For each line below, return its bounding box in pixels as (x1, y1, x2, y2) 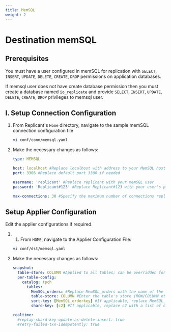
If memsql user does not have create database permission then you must (5, 83, 159, 89)
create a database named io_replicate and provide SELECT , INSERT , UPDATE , (5, 89, 162, 95)
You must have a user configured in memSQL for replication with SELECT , (5, 68, 157, 74)
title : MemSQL (5, 7, 36, 13)
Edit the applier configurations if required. (5, 221, 93, 227)
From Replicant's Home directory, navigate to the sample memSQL (12, 122, 149, 128)
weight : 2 (5, 12, 26, 17)
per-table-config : (17, 274, 56, 280)
